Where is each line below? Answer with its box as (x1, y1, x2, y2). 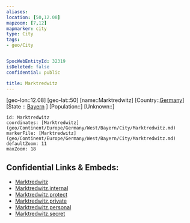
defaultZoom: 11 (6, 141, 47, 147)
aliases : (6, 8, 28, 15)
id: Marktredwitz (6, 114, 50, 120)
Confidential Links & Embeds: (6, 162, 119, 173)
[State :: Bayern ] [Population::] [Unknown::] (6, 103, 115, 110)
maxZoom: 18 (6, 146, 36, 152)
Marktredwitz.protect (14, 191, 68, 198)
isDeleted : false (6, 64, 50, 70)
